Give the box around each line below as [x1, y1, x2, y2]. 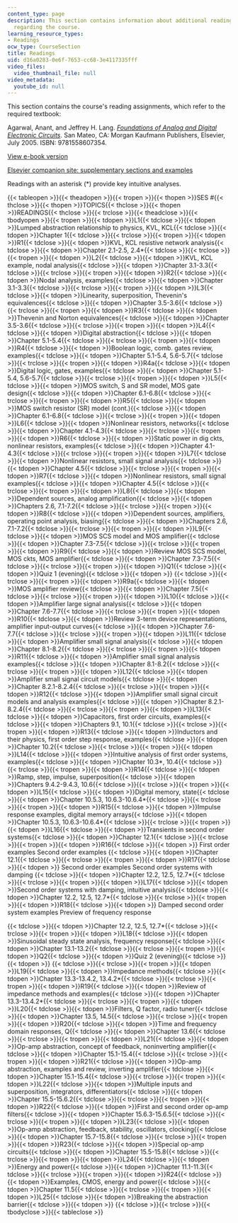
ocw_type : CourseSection [7, 43, 81, 50]
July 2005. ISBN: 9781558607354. [7, 139, 108, 147]
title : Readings [7, 50, 55, 57]
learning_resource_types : [7, 30, 84, 38]
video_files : [7, 63, 46, 70]
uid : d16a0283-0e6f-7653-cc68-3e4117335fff [7, 57, 138, 64]
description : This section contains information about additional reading [7, 17, 233, 24]
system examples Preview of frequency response [7, 908, 152, 917]
